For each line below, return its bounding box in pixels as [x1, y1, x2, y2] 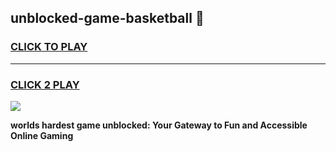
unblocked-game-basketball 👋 [10, 10, 205, 27]
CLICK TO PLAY [10, 40, 88, 54]
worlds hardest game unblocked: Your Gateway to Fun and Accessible [10, 119, 308, 131]
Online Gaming [10, 129, 74, 141]
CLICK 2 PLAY [10, 77, 80, 91]
